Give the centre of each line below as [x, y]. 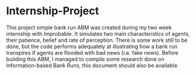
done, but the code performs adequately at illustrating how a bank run [92, 46]
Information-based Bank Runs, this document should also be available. [93, 65]
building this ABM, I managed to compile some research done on [85, 59]
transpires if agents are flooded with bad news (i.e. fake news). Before [92, 52]
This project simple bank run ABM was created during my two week [89, 27]
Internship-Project [53, 11]
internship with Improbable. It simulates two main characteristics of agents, [98, 33]
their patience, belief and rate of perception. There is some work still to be [97, 40]
